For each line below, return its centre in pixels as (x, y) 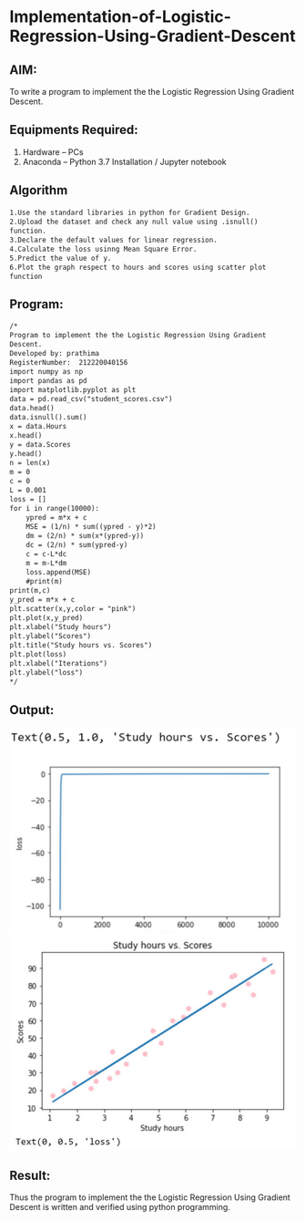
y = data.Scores (40, 445)
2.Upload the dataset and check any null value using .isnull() (134, 222)
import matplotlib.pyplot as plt (73, 390)
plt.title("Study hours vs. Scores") (81, 646)
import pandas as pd (49, 381)
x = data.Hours (38, 427)
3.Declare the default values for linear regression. (114, 240)
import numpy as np (46, 372)
